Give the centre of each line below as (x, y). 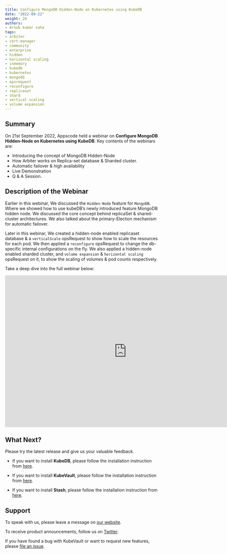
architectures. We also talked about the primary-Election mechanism (88, 219)
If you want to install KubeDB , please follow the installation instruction (82, 461)
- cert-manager (20, 41)
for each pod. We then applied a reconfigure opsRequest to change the (76, 243)
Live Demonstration (32, 171)
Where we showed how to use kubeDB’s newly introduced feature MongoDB (81, 208)
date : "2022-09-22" (25, 14)
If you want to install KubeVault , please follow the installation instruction (84, 476)
